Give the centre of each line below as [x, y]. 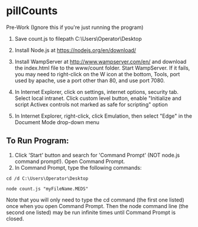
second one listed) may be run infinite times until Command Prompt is [91, 212]
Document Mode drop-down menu [57, 122]
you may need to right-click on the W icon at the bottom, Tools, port [97, 74]
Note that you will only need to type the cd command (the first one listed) [95, 200]
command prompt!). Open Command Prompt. [70, 161]
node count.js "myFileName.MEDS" [47, 189]
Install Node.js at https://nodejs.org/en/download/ [75, 50]
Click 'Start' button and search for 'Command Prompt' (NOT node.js [97, 155]
